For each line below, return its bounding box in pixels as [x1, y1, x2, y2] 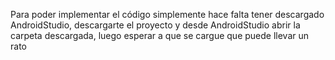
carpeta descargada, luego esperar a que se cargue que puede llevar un [10, 30, 310, 41]
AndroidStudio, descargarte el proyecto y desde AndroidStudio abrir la [10, 19, 301, 31]
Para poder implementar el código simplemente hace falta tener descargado [10, 9, 325, 20]
